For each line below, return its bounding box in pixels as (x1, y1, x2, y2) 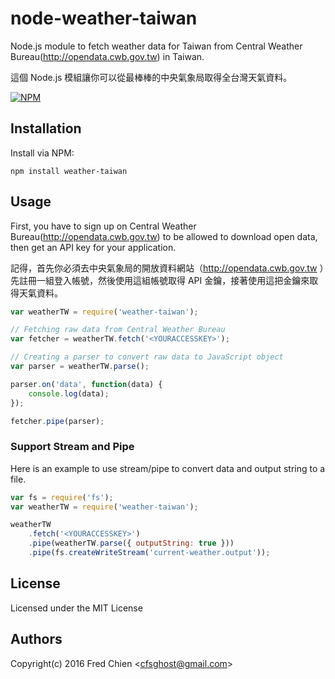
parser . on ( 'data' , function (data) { (10, 379, 163, 389)
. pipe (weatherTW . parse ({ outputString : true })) (28, 538, 235, 549)
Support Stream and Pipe (10, 440, 135, 454)
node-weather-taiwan (10, 7, 198, 30)
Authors (10, 631, 63, 648)
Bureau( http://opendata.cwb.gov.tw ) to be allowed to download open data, (10, 230, 318, 242)
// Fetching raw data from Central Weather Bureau (10, 325, 226, 335)
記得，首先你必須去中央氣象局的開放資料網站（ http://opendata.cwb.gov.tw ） (10, 262, 325, 274)
